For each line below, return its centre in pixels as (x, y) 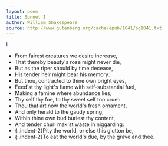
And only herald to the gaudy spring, (59, 112)
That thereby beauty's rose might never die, (68, 62)
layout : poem (22, 11)
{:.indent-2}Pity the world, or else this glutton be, (74, 131)
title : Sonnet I (26, 17)
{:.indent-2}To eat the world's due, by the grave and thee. (85, 137)
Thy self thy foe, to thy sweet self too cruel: (67, 100)
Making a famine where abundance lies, (63, 93)
